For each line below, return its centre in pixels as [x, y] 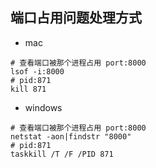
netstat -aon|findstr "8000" [71, 136]
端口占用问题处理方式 [76, 18]
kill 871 [28, 89]
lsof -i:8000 [37, 71]
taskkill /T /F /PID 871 [62, 154]
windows [43, 107]
